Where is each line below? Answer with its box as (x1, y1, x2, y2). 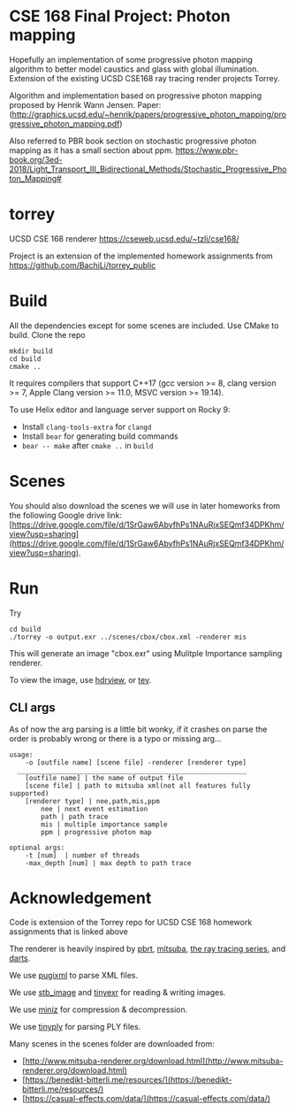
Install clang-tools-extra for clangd (21, 421, 152, 432)
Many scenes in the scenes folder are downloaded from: (9, 1039, 215, 1049)
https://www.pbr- (175, 144, 239, 156)
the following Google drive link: (9, 510, 122, 520)
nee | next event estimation (41, 804, 148, 813)
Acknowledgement (9, 887, 152, 908)
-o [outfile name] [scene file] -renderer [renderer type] (25, 758, 247, 767)
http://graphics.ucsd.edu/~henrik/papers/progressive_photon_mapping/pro (11, 109, 287, 119)
